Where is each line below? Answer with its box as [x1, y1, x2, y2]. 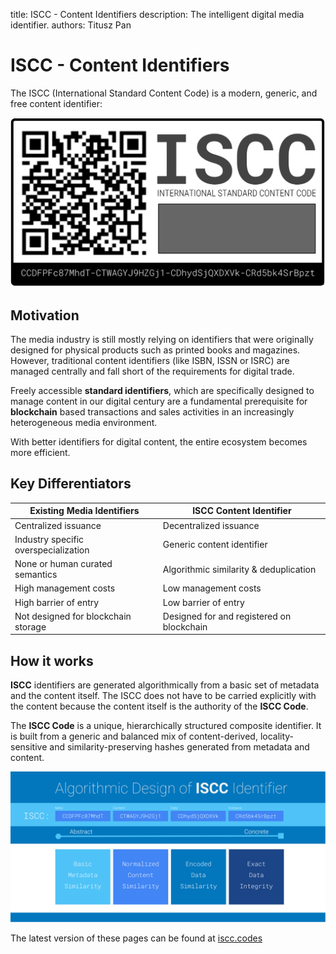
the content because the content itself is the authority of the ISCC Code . [10, 700, 309, 713]
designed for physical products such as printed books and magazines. [10, 344, 301, 356]
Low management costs [162, 582, 262, 594]
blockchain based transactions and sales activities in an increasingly [10, 405, 295, 418]
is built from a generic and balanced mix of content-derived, [10, 730, 258, 743]
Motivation [10, 307, 80, 324]
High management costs [14, 582, 116, 594]
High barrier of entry [14, 596, 100, 608]
